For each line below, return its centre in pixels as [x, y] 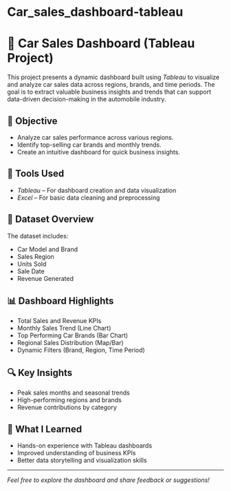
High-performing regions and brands [69, 400]
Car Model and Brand [47, 249]
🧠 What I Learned [45, 429]
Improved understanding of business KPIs [76, 453]
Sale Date [31, 271]
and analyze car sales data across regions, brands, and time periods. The [111, 85]
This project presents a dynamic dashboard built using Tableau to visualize [113, 77]
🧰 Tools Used [36, 174]
